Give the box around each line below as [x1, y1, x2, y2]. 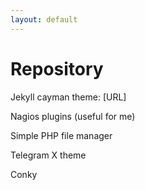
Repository [10, 57, 104, 80]
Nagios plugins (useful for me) [10, 110, 136, 122]
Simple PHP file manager [10, 129, 113, 141]
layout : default [10, 14, 78, 25]
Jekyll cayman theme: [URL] [10, 91, 127, 103]
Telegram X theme [10, 149, 87, 161]
